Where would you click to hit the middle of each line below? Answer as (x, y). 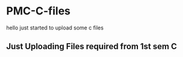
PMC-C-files (38, 11)
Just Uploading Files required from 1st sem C (91, 46)
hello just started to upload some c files (55, 28)
